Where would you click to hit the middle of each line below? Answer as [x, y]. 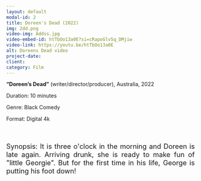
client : [16, 62]
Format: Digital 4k [28, 119]
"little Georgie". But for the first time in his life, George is [100, 163]
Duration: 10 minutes [31, 96]
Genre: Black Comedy [33, 108]
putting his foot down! [41, 171]
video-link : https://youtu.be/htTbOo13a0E [60, 45]
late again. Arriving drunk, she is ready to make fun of [100, 154]
